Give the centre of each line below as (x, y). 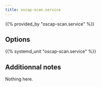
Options (18, 40)
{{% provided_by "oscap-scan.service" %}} (50, 24)
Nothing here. (19, 79)
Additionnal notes (33, 67)
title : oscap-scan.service (33, 10)
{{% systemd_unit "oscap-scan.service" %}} (51, 51)
